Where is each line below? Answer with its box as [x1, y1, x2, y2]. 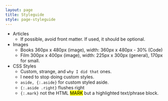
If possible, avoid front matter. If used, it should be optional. [20, 36, 146, 42]
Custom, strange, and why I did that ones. [20, 69, 112, 75]
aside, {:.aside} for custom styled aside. [20, 79, 109, 85]
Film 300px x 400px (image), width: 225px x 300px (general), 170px [20, 52, 163, 58]
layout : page [5, 7, 33, 13]
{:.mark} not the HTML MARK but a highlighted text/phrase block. [20, 90, 159, 96]
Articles [12, 31, 29, 37]
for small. [20, 58, 40, 64]
